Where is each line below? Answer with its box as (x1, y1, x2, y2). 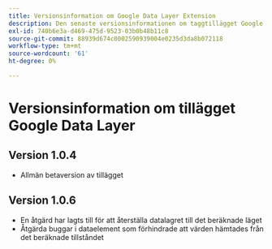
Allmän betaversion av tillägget (19, 170, 124, 179)
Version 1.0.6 (8, 194, 76, 208)
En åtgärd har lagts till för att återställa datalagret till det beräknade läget (19, 215, 262, 225)
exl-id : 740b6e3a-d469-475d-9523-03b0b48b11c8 (8, 27, 169, 35)
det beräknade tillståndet (19, 232, 104, 242)
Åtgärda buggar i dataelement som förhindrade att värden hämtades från (19, 224, 264, 234)
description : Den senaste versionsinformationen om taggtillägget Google (8, 19, 264, 28)
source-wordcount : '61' (8, 49, 89, 58)
